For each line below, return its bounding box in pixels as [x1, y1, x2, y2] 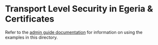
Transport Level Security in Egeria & [5, 3, 153, 14]
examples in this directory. [5, 34, 58, 40]
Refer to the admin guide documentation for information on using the [5, 29, 142, 35]
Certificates [5, 13, 54, 24]
